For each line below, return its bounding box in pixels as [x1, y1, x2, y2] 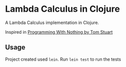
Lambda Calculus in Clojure [5, 3, 120, 15]
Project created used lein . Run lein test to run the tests [5, 56, 121, 62]
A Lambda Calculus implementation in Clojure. [5, 20, 99, 25]
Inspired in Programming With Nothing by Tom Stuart [5, 29, 113, 35]
